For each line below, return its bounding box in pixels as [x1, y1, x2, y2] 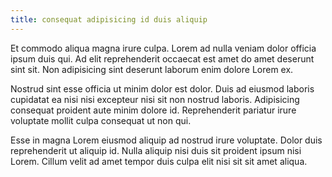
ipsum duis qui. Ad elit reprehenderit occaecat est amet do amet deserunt [10, 52, 315, 65]
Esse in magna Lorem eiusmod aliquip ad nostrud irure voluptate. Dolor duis [10, 134, 323, 146]
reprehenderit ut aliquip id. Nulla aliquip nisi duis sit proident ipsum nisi [10, 144, 302, 156]
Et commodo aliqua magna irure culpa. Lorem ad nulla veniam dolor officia [10, 42, 317, 54]
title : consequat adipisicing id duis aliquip [10, 14, 208, 25]
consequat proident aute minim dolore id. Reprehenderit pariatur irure [10, 104, 297, 116]
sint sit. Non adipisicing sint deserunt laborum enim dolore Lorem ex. [10, 63, 294, 75]
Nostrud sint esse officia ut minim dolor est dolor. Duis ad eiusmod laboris [10, 82, 315, 95]
